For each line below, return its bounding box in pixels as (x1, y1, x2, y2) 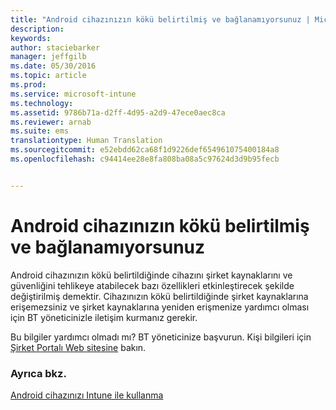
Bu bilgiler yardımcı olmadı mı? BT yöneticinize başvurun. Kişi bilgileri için (10, 331, 312, 343)
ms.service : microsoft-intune (10, 89, 137, 99)
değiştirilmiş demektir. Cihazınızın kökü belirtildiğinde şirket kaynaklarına (10, 290, 309, 302)
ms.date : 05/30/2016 (10, 61, 97, 71)
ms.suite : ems (10, 126, 70, 136)
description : (10, 24, 65, 34)
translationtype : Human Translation (10, 136, 163, 146)
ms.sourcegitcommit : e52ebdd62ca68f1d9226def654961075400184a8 (10, 145, 280, 155)
